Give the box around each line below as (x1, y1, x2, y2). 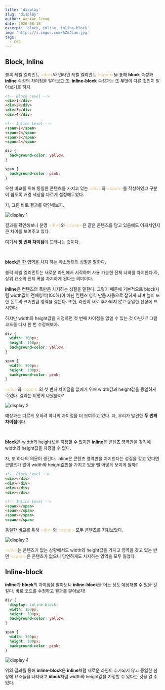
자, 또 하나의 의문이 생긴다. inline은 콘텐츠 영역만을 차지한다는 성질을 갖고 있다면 (5, 456, 160, 461)
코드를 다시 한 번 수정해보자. (5, 321, 59, 327)
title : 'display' (5, 7, 41, 12)
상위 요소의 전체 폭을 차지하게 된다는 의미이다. (5, 276, 94, 281)
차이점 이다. (5, 419, 27, 425)
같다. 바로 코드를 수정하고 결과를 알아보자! (5, 588, 85, 594)
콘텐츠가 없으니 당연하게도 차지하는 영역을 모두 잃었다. (32, 553, 136, 559)
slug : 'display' (5, 12, 39, 17)
